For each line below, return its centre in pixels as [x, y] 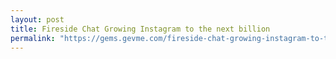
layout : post [37, 19]
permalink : [33, 38]
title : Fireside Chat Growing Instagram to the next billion [140, 29]
